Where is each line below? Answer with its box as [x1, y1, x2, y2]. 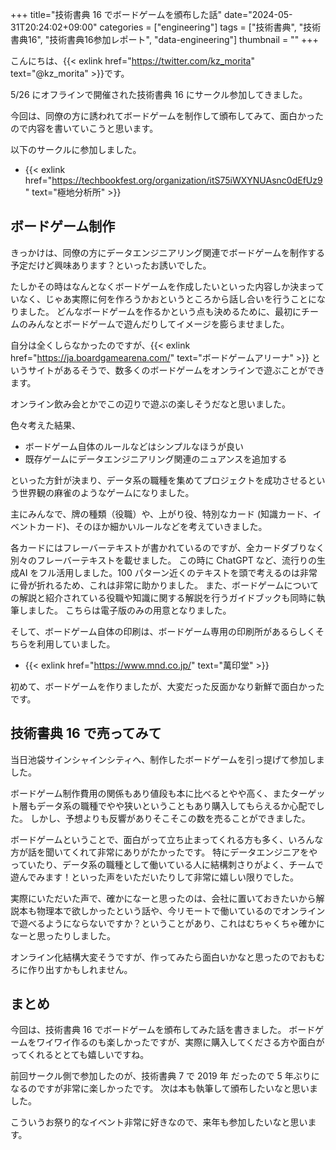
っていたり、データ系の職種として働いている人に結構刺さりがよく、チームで [10, 858, 324, 870]
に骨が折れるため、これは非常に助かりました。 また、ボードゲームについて [10, 579, 320, 591]
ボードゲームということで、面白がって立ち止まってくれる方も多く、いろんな [10, 833, 324, 845]
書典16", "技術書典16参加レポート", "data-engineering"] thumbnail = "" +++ [10, 34, 319, 45]
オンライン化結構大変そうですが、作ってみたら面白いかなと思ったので [10, 951, 300, 963]
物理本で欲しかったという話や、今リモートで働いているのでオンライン [36, 904, 326, 917]
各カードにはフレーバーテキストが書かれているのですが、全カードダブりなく [10, 541, 325, 553]
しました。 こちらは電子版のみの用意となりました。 [18, 604, 232, 616]
